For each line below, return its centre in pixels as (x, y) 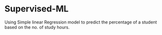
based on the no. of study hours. (37, 27)
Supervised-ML (37, 9)
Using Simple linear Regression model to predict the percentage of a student (81, 22)
